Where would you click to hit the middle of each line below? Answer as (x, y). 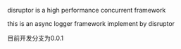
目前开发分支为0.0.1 (36, 38)
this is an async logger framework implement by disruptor (91, 23)
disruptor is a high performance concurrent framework (87, 10)
